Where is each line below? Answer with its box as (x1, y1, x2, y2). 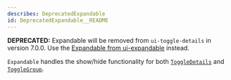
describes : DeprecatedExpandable (7, 10, 106, 18)
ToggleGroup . (7, 65, 44, 73)
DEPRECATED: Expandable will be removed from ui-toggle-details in (7, 36, 211, 44)
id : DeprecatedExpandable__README (7, 17, 109, 24)
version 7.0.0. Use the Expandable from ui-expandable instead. (7, 44, 190, 52)
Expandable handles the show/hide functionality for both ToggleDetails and (7, 57, 225, 65)
